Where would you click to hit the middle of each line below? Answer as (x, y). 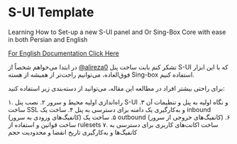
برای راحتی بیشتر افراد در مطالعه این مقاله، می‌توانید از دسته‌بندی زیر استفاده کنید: (117, 88)
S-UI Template (51, 12)
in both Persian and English (48, 39)
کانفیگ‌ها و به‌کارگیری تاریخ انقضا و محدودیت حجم (73, 132)
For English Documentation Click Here (64, 53)
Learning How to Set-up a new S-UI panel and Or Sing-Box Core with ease (117, 32)
